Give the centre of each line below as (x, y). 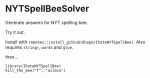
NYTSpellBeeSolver (47, 9)
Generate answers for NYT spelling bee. (46, 22)
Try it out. (15, 32)
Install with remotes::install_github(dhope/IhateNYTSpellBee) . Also (75, 42)
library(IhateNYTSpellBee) (33, 66)
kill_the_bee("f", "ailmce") (35, 70)
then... (12, 57)
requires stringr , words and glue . (39, 47)
